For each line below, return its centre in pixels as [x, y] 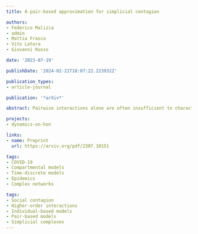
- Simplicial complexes [35, 222]
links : [14, 135]
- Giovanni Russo [27, 50]
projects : [18, 119]
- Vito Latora [24, 44]
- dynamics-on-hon [29, 124]
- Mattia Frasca [26, 39]
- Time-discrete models [35, 173]
